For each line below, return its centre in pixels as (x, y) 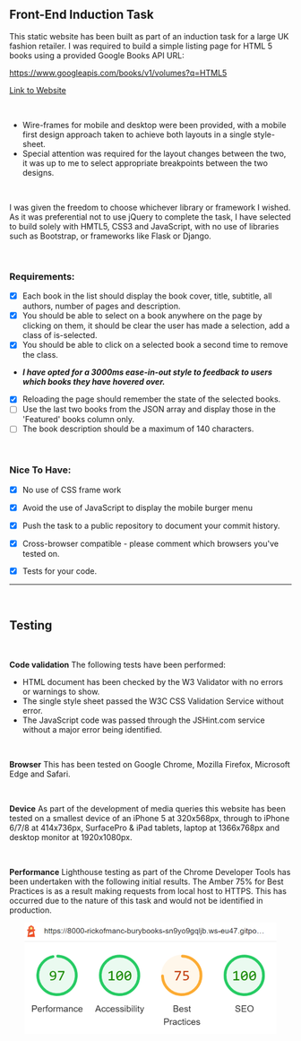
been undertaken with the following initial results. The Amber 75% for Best (146, 881)
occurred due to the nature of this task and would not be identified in (136, 900)
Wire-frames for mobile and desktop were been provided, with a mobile (154, 125)
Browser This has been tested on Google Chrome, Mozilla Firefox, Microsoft (150, 764)
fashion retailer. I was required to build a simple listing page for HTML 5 (141, 46)
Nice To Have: (40, 470)
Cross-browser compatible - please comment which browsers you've (150, 543)
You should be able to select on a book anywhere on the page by (142, 316)
